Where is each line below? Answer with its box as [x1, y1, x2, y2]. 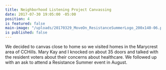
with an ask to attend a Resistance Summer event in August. [5, 60, 127, 65]
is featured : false [5, 21, 45, 26]
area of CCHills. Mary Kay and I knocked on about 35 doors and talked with [5, 49, 159, 55]
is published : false [5, 30, 48, 35]
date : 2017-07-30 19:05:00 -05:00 [5, 12, 77, 17]
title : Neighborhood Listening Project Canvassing [5, 7, 112, 12]
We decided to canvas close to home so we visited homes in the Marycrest [5, 44, 158, 49]
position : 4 [5, 16, 30, 21]
